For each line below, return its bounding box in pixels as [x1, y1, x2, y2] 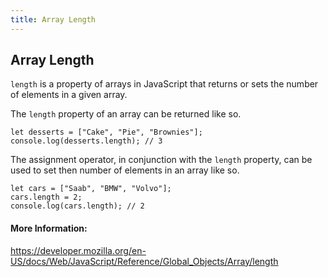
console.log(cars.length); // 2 [10, 201, 145, 211]
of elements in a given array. [10, 89, 128, 101]
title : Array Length [10, 14, 97, 25]
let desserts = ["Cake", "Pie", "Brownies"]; [10, 127, 203, 138]
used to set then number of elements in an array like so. [10, 164, 240, 176]
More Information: [10, 222, 88, 235]
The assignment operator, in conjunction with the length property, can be [10, 154, 313, 166]
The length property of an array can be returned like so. [10, 108, 242, 120]
